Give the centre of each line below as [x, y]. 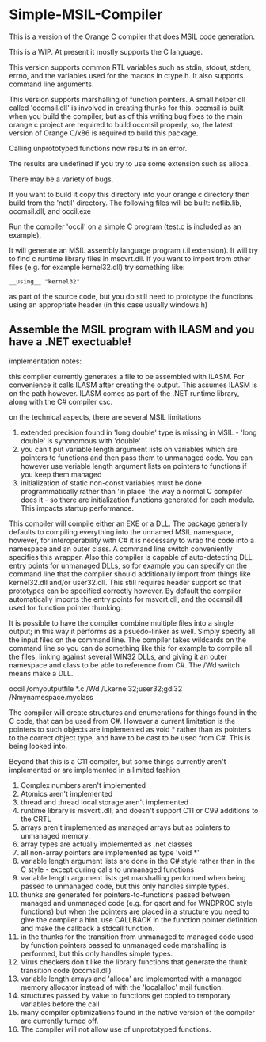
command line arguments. [51, 84]
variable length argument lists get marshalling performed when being [133, 877]
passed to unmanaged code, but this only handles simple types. [125, 886]
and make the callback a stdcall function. [87, 928]
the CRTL [36, 819]
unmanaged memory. [55, 835]
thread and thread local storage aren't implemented [104, 802]
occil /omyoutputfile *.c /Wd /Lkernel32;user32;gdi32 [96, 688]
